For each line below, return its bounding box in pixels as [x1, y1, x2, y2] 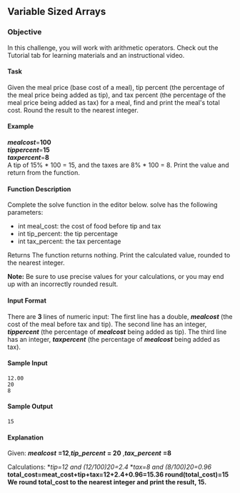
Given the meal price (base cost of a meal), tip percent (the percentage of [7, 83, 225, 91]
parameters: [7, 208, 44, 217]
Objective [7, 27, 42, 37]
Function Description [7, 185, 71, 193]
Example [7, 122, 34, 131]
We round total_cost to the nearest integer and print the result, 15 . [7, 478, 207, 487]
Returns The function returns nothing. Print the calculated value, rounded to [7, 251, 231, 260]
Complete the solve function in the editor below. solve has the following [7, 200, 218, 209]
